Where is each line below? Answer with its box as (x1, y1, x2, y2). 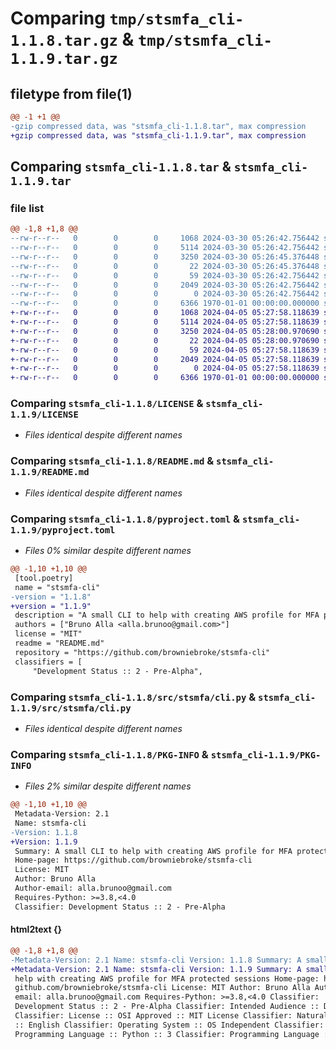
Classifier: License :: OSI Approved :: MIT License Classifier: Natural (14, 1011, 329, 1021)
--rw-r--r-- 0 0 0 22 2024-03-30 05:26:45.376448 (10, 261, 320, 271)
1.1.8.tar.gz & (10, 28, 135, 51)
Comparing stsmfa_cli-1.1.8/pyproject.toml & (10, 512, 241, 526)
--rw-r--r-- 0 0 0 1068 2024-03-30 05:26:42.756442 (10, 233, 320, 244)
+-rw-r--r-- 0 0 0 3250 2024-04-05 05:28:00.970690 (10, 326, 320, 336)
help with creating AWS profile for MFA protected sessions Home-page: (14, 973, 320, 984)
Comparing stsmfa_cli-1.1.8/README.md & (10, 454, 215, 468)
